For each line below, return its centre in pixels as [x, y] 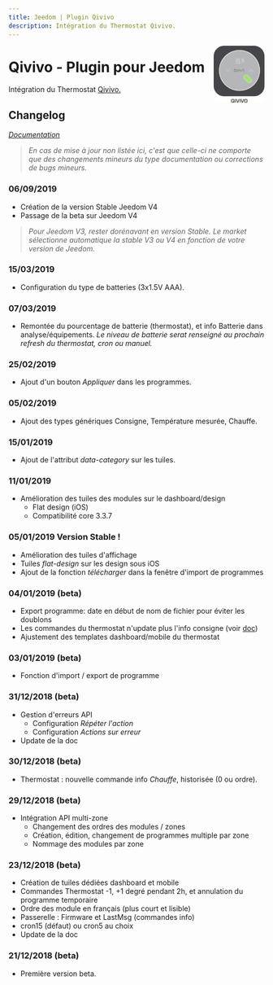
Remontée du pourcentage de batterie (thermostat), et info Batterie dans [141, 326]
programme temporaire [59, 900]
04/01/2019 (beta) [45, 593]
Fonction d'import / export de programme [90, 676]
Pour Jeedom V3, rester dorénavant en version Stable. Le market [137, 231]
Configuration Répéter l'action [83, 723]
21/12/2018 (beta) [44, 956]
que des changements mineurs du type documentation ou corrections [146, 160]
